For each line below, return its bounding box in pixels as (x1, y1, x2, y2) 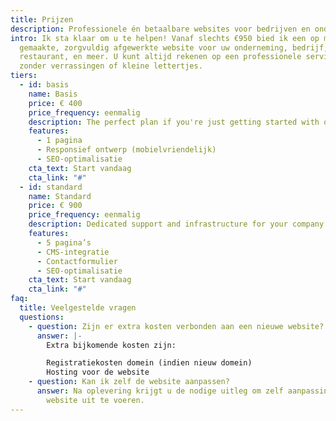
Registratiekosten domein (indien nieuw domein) (46, 358, 253, 368)
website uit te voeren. (46, 395, 145, 405)
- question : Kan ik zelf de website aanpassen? (28, 377, 230, 387)
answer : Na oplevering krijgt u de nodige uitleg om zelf (36, 386, 284, 396)
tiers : (10, 71, 38, 81)
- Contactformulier (36, 256, 118, 266)
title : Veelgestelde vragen (19, 303, 137, 313)
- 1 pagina (36, 136, 83, 146)
